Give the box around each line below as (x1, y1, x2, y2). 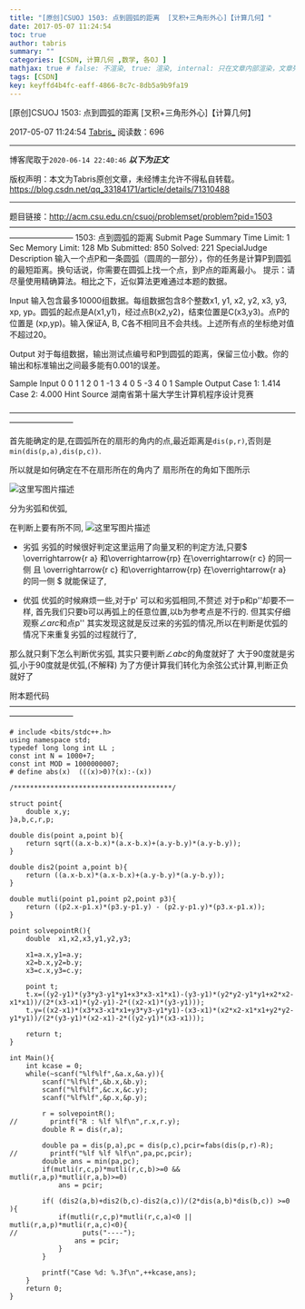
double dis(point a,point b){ (9, 830, 124, 840)
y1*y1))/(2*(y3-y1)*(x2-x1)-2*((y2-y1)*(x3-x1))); (9, 1014, 205, 1023)
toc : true (9, 30, 47, 39)
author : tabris (9, 38, 67, 48)
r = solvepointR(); (42, 1109, 116, 1118)
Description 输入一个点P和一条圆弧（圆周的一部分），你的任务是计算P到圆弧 (9, 253, 292, 263)
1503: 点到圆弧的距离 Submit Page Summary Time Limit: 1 (74, 232, 290, 243)
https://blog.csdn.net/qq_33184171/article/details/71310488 (9, 183, 231, 194)
